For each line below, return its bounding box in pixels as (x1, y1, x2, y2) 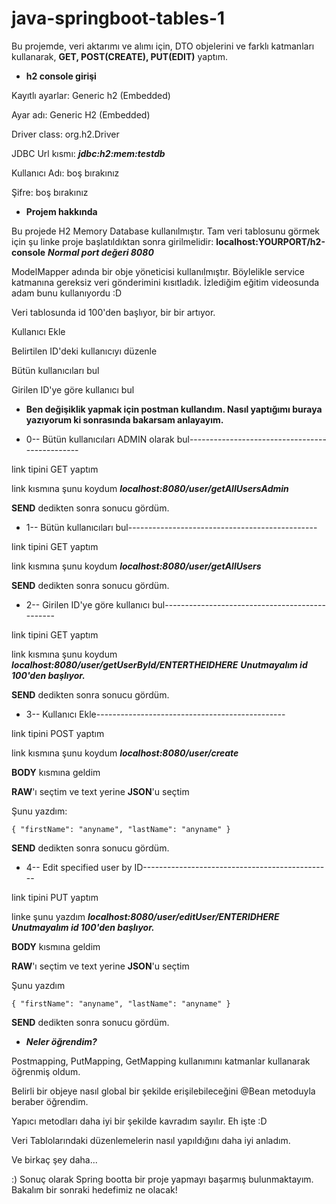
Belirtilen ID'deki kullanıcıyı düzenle (11, 345, 158, 357)
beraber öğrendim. (11, 1095, 89, 1107)
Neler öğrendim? (25, 1035, 98, 1047)
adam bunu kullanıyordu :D (11, 287, 123, 299)
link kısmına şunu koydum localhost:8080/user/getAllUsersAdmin (11, 482, 289, 494)
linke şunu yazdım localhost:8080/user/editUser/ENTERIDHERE (11, 910, 280, 922)
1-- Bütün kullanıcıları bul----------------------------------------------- (25, 521, 318, 533)
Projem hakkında (25, 205, 98, 217)
